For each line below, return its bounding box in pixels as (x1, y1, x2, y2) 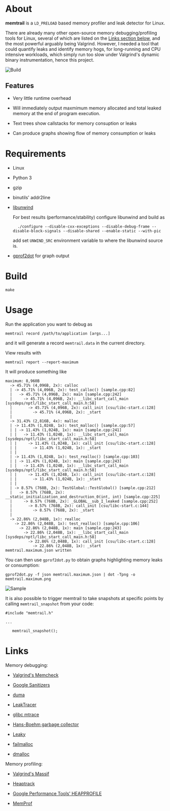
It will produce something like (5, 368, 67, 374)
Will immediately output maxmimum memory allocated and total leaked (12, 105, 161, 111)
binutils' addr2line (12, 194, 51, 200)
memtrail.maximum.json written (5, 548, 72, 553)
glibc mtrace (12, 711, 39, 717)
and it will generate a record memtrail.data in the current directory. (5, 340, 146, 346)
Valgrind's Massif (12, 770, 49, 777)
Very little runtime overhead (12, 95, 71, 101)
